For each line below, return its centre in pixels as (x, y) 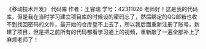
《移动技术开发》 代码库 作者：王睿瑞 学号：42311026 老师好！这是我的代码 (102, 9)
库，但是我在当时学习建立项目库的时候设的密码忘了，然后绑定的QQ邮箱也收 (102, 17)
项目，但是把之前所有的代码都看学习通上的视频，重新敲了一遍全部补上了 (108, 32)
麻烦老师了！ (22, 40)
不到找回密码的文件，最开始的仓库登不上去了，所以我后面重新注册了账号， (100, 24)
